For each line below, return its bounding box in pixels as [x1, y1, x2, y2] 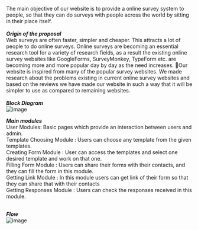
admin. [6, 130, 23, 137]
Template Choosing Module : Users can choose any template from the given [6, 136, 192, 143]
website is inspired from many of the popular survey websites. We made [6, 68, 182, 75]
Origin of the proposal [6, 30, 61, 37]
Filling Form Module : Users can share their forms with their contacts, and [6, 161, 186, 168]
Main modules [6, 117, 43, 124]
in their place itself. [6, 18, 53, 24]
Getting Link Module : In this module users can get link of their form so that [6, 174, 189, 181]
